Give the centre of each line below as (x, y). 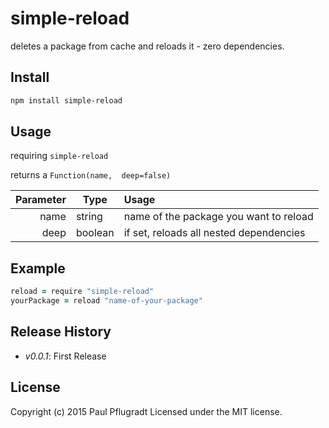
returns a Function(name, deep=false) (91, 175)
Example (38, 268)
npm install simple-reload (66, 100)
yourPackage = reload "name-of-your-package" (106, 301)
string (89, 217)
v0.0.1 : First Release (65, 356)
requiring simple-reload (59, 156)
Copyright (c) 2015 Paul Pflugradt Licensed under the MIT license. (146, 411)
